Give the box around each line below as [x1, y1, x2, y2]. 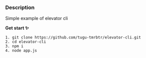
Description [5, 4, 35, 11]
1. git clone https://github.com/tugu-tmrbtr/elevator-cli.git [5, 35, 141, 40]
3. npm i [5, 44, 24, 49]
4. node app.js [5, 48, 37, 53]
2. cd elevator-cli [5, 39, 46, 44]
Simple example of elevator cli [5, 15, 68, 21]
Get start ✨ [5, 25, 29, 31]
